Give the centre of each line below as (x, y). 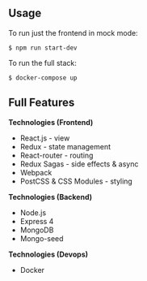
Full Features (42, 103)
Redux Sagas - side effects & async (79, 164)
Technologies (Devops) (48, 254)
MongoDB (37, 230)
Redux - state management (65, 146)
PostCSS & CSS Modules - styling (76, 181)
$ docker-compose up (43, 78)
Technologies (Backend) (50, 197)
